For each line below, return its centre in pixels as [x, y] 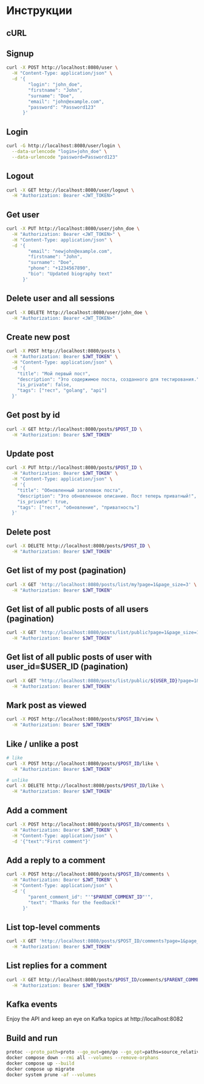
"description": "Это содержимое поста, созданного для [88, 379]
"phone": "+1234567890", [59, 268]
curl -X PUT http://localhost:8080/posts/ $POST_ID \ [74, 468]
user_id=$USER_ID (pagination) [67, 667]
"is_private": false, [44, 385]
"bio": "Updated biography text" [70, 274]
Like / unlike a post [42, 744]
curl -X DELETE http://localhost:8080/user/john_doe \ [77, 312]
